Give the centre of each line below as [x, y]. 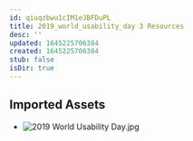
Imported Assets [58, 105]
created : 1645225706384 [54, 52]
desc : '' [26, 34]
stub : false [32, 60]
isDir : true [32, 69]
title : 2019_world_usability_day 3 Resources [96, 26]
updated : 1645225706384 [54, 43]
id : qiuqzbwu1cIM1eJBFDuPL [60, 18]
